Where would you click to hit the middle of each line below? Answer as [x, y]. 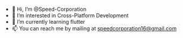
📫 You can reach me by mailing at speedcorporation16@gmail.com [94, 28]
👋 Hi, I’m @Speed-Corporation [49, 9]
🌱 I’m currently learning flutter [48, 22]
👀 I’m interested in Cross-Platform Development [70, 15]
